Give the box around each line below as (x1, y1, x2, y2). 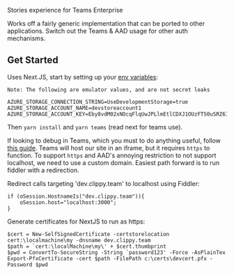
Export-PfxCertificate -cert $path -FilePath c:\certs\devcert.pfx (7, 255, 208, 262)
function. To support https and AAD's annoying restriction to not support (7, 151, 217, 159)
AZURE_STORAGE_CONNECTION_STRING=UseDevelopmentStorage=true (7, 98, 189, 105)
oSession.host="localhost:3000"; (19, 198, 117, 206)
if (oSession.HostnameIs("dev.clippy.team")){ (7, 193, 145, 200)
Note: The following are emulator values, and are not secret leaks (7, 86, 210, 93)
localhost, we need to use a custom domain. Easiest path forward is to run (7, 158, 220, 166)
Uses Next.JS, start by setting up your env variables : (7, 72, 159, 81)
